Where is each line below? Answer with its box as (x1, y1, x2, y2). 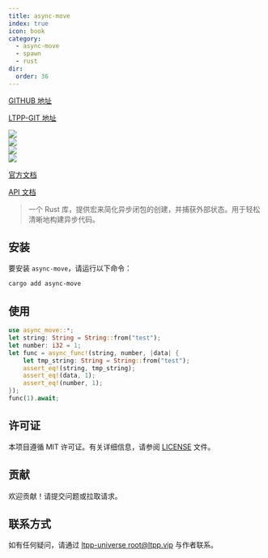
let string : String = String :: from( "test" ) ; (8, 334, 161, 342)
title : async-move (8, 11, 70, 20)
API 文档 (8, 187, 36, 197)
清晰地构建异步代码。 (28, 214, 100, 224)
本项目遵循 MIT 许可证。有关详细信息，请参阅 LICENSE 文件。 (8, 442, 215, 452)
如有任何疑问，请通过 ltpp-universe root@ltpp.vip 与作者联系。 (8, 540, 219, 550)
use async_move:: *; (8, 327, 74, 335)
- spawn (15, 50, 42, 58)
